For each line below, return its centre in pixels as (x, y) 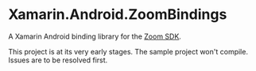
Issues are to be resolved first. (58, 60)
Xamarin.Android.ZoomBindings (118, 15)
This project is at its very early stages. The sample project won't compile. (128, 51)
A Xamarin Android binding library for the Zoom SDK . (95, 36)
